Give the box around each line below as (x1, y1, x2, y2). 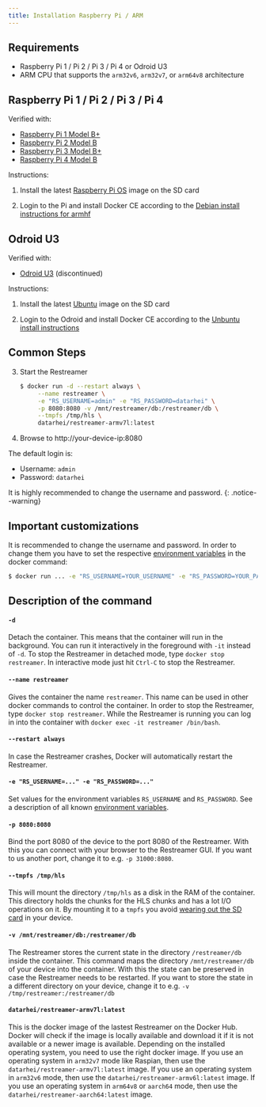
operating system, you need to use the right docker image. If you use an (8, 1047, 244, 1057)
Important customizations (8, 519, 139, 533)
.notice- (230, 488, 257, 497)
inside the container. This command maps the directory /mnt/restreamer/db (8, 956, 255, 965)
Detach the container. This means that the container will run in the (8, 633, 223, 642)
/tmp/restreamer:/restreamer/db (8, 989, 115, 998)
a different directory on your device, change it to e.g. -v (8, 981, 190, 991)
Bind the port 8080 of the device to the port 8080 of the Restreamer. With (8, 837, 249, 846)
